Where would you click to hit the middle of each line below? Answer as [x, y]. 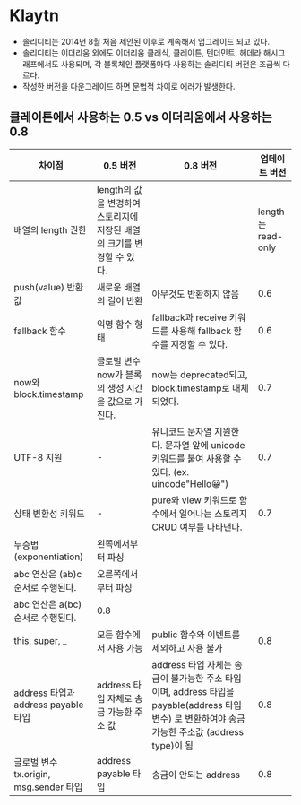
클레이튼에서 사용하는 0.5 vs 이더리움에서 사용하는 [141, 117]
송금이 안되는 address [196, 775]
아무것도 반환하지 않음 [196, 294]
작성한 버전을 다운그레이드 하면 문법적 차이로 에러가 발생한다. [129, 86]
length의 [115, 189]
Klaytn [34, 16]
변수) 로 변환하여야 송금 [198, 718]
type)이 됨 [173, 745]
